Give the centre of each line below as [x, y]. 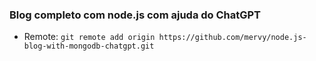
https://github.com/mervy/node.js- [232, 38]
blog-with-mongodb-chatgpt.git [89, 46]
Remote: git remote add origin [89, 37]
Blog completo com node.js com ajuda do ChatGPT [135, 15]
